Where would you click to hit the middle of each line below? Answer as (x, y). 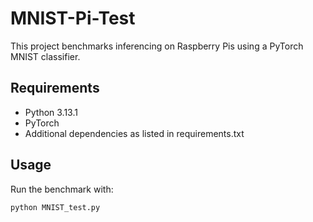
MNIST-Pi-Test (73, 18)
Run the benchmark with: (62, 189)
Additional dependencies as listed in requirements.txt (134, 133)
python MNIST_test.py (55, 207)
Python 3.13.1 (51, 112)
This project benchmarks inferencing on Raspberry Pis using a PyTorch (157, 46)
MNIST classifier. (45, 56)
